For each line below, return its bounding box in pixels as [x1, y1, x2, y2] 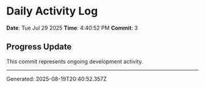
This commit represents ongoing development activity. [6, 57, 143, 65]
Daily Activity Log [6, 4, 98, 18]
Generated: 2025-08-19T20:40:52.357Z [6, 75, 107, 82]
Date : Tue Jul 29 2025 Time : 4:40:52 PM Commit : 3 [6, 24, 138, 31]
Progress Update [6, 42, 72, 52]
